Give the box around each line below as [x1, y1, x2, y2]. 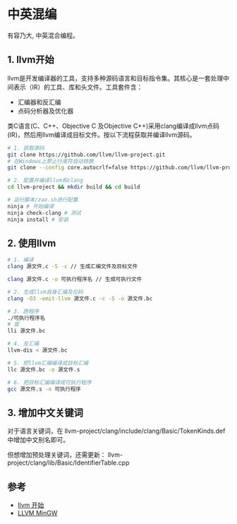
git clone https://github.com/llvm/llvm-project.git [7, 151, 166, 158]
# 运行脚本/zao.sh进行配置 [7, 196, 78, 203]
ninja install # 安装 [7, 216, 69, 223]
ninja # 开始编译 [7, 203, 54, 210]
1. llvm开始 [7, 54, 54, 66]
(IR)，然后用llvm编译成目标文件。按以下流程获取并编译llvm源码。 [7, 130, 196, 138]
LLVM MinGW [17, 509, 58, 518]
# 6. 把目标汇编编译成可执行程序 [7, 379, 92, 386]
